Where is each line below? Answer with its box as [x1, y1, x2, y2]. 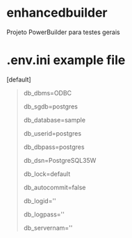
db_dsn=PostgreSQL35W [23, 156, 97, 164]
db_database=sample [23, 116, 86, 124]
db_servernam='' [23, 223, 73, 232]
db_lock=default [23, 169, 71, 178]
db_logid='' [23, 196, 56, 205]
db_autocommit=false [23, 183, 86, 191]
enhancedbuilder [6, 5, 108, 21]
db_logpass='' [23, 210, 65, 219]
